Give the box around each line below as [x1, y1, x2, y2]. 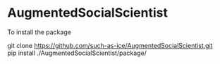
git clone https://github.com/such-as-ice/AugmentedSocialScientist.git [7, 41, 213, 49]
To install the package [7, 28, 72, 36]
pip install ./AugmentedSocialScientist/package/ [7, 49, 147, 57]
